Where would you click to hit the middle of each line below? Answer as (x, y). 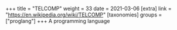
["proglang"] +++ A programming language (58, 21)
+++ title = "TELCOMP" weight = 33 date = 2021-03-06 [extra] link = (89, 9)
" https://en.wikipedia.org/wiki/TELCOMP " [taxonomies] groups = (84, 15)
